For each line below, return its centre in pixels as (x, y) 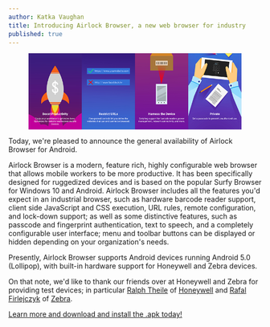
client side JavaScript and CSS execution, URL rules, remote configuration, (132, 208)
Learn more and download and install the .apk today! (95, 314)
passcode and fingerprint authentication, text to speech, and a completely (131, 225)
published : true (35, 34)
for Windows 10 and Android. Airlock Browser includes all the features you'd (134, 191)
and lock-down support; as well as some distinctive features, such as (123, 216)
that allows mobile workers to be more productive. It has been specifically (131, 174)
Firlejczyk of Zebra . (41, 299)
